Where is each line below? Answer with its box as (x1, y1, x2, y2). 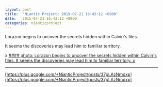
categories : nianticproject (5, 20, 62, 26)
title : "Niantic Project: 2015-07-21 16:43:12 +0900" (5, 12, 118, 16)
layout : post (5, 7, 32, 12)
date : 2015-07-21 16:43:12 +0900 (5, 16, 77, 21)
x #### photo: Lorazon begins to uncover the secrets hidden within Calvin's (5, 53, 157, 58)
